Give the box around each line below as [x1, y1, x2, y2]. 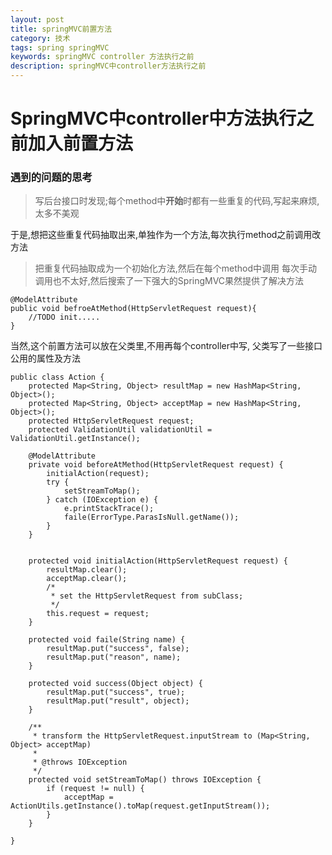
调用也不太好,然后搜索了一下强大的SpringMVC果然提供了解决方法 [34, 275, 305, 287]
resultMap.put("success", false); [46, 644, 190, 654]
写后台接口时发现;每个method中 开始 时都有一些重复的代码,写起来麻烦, [34, 195, 320, 207]
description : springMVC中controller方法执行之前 [10, 61, 207, 71]
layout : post [10, 14, 65, 25]
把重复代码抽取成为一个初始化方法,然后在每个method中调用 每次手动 [34, 262, 318, 275]
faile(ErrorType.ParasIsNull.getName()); [63, 512, 240, 523]
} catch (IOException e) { [46, 495, 159, 505]
